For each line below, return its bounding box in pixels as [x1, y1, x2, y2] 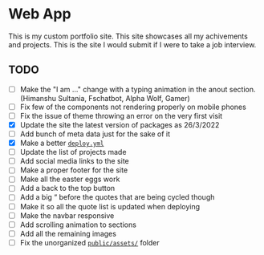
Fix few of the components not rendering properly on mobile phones [19, 102, 246, 111]
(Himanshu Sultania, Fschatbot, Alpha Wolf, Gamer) [19, 93, 190, 103]
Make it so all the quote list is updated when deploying [19, 201, 201, 211]
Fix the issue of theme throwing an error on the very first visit [19, 111, 223, 120]
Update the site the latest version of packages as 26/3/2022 [19, 119, 220, 129]
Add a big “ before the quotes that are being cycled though [19, 192, 215, 202]
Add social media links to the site [19, 156, 130, 166]
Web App [8, 5, 71, 23]
